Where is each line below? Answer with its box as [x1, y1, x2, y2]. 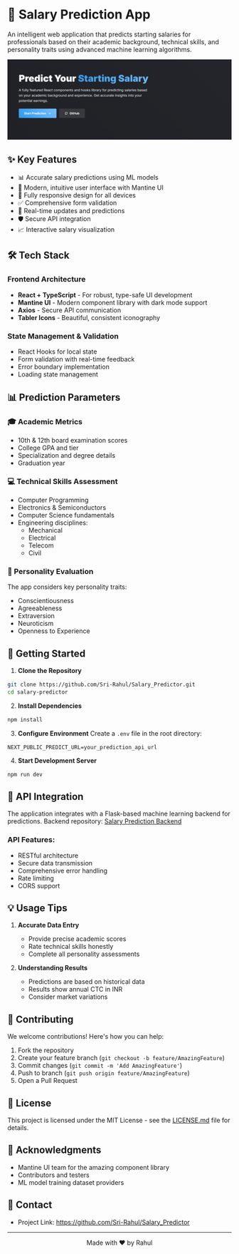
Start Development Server [17, 756, 97, 765]
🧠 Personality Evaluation [7, 566, 94, 576]
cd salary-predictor [7, 688, 69, 696]
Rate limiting [17, 873, 55, 883]
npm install [7, 716, 43, 723]
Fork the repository [17, 1046, 75, 1054]
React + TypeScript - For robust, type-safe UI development [17, 290, 193, 299]
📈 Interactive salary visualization [17, 225, 115, 234]
